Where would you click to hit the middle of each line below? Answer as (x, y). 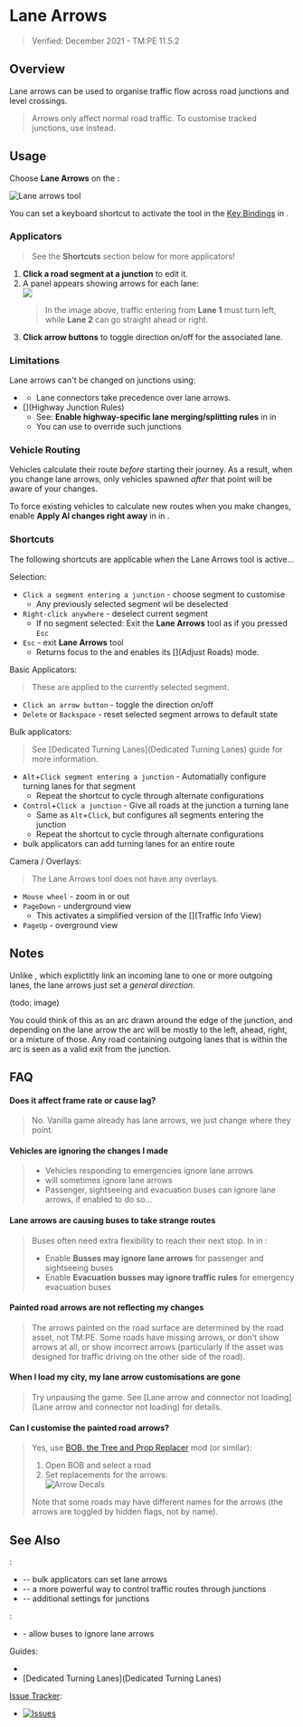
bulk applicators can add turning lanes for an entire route (128, 843)
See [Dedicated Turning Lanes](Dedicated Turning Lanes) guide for (157, 749)
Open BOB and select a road (98, 1466)
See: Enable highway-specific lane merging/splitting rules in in (156, 417)
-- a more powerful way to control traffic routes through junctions (144, 1589)
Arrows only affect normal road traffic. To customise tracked (144, 118)
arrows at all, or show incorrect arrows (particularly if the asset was (157, 1347)
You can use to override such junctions (109, 427)
